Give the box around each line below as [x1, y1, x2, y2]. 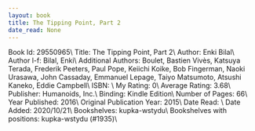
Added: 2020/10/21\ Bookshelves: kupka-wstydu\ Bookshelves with [8, 106, 228, 115]
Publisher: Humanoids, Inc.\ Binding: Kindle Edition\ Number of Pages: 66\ [8, 89, 248, 99]
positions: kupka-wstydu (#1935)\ [8, 115, 118, 124]
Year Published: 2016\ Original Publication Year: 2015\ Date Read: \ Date [8, 97, 241, 107]
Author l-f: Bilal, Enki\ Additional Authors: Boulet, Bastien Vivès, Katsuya [8, 56, 241, 65]
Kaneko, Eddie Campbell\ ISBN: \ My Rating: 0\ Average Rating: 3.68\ [8, 81, 231, 90]
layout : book [8, 11, 51, 20]
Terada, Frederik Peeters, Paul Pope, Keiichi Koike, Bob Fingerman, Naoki [8, 64, 246, 74]
